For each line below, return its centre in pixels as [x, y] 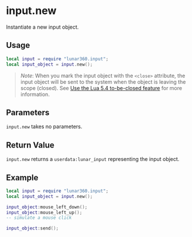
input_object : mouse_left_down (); [47, 207]
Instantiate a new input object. [42, 27]
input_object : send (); [32, 229]
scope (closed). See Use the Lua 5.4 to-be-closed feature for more [101, 88]
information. [35, 94]
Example [22, 178]
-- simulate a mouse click [39, 218]
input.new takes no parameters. [44, 126]
